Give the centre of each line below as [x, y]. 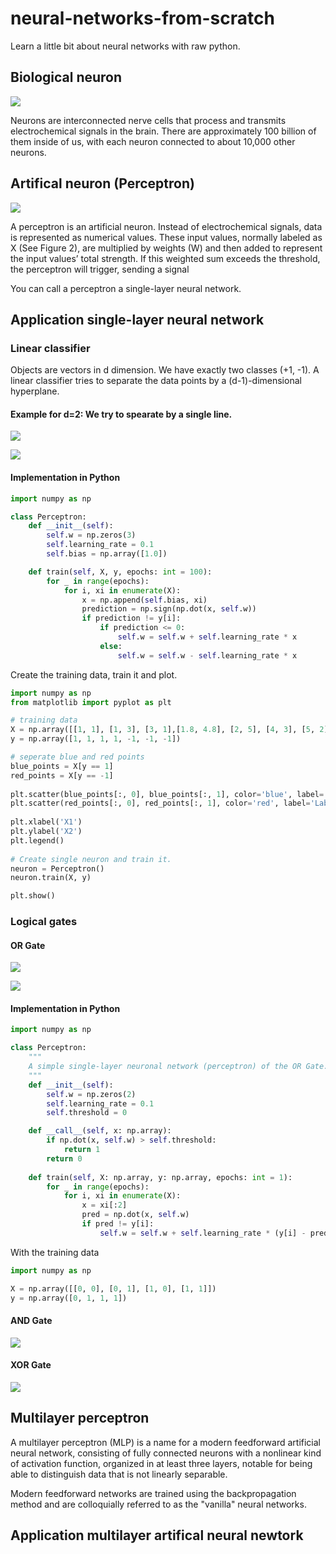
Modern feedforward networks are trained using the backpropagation [153, 1493]
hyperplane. [35, 391]
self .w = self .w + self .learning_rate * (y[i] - [203, 1233]
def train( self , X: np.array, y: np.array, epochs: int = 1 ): [160, 1177]
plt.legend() [37, 840]
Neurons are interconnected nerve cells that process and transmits [148, 120]
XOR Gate [31, 1365]
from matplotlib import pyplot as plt [91, 702]
